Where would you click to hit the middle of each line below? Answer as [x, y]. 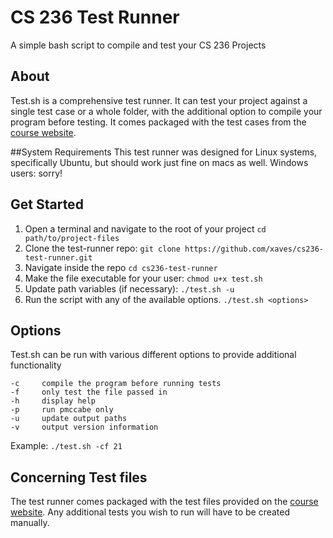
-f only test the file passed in [89, 392]
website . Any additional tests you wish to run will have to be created [150, 512]
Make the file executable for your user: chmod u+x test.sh [143, 278]
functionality [36, 365]
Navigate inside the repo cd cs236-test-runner [121, 267]
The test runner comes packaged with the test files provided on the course [164, 502]
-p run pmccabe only [62, 410]
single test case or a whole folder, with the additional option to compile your [166, 111]
